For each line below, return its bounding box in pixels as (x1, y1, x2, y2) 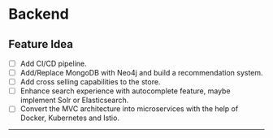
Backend (8, 5, 69, 24)
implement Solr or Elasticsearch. (19, 95, 129, 106)
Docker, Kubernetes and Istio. (19, 113, 120, 123)
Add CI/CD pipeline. (19, 58, 87, 68)
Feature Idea (8, 37, 73, 51)
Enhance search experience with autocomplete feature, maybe (19, 86, 231, 96)
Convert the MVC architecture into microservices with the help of (19, 104, 239, 114)
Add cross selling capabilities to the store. (19, 77, 161, 87)
